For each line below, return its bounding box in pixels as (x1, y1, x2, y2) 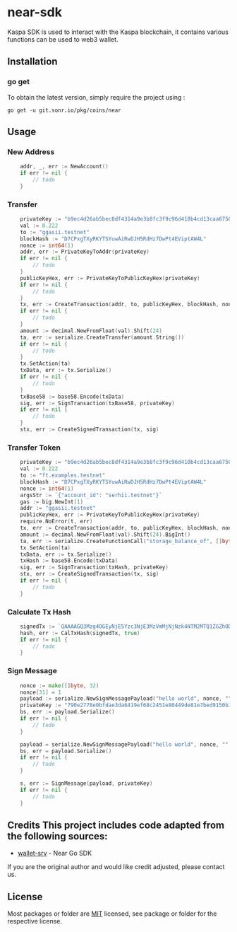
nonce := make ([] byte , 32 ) (20, 682, 99, 689)
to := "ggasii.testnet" (20, 228, 90, 235)
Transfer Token (7, 443, 61, 453)
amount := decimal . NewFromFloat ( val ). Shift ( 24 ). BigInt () (20, 531, 191, 538)
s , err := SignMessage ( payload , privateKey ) (20, 780, 153, 787)
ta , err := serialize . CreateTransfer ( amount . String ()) (20, 334, 185, 341)
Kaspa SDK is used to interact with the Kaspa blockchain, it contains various (7, 28, 229, 36)
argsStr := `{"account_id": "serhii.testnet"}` (20, 491, 162, 499)
